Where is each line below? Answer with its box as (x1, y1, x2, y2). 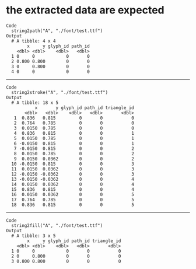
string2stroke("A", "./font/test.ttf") (11, 89, 108, 95)
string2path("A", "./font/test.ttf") (11, 27, 103, 34)
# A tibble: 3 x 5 (11, 233, 57, 239)
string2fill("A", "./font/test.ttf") (11, 222, 103, 228)
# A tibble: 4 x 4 (11, 38, 57, 44)
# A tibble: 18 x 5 (11, 100, 59, 106)
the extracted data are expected (6, 4, 164, 17)
